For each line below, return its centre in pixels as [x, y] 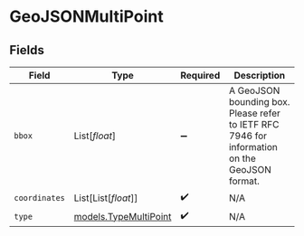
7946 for [248, 136]
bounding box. [260, 102]
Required [200, 76]
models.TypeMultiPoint [123, 216]
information [254, 147]
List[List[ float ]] [106, 198]
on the [242, 158]
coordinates [40, 198]
